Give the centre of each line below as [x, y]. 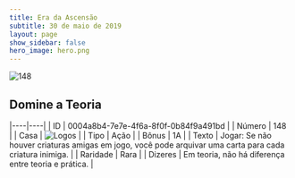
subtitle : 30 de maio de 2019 [66, 26]
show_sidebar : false [48, 42]
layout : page [34, 34]
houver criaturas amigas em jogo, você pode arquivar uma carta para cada [147, 145]
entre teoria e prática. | [51, 164]
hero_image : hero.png [50, 51]
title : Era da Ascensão [54, 17]
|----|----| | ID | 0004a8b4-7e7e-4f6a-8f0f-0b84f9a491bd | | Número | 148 [148, 125]
